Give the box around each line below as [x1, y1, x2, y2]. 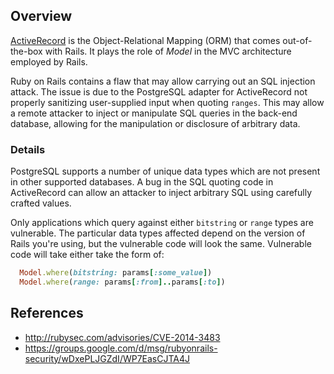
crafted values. [10, 197, 72, 209]
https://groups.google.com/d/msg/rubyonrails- [24, 342, 218, 354]
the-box [10, 45, 43, 57]
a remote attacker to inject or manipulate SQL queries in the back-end [10, 107, 298, 119]
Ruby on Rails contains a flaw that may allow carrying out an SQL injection [10, 75, 316, 87]
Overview [10, 8, 73, 25]
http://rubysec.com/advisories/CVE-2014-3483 [24, 331, 221, 343]
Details [10, 142, 46, 156]
